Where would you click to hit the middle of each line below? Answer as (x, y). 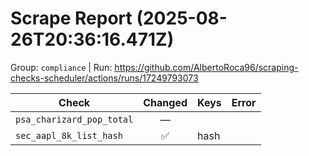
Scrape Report (71, 18)
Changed (165, 102)
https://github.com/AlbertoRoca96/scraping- (206, 67)
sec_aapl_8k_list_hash (69, 135)
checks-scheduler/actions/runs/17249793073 (104, 78)
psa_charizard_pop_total (74, 119)
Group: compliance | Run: (61, 67)
